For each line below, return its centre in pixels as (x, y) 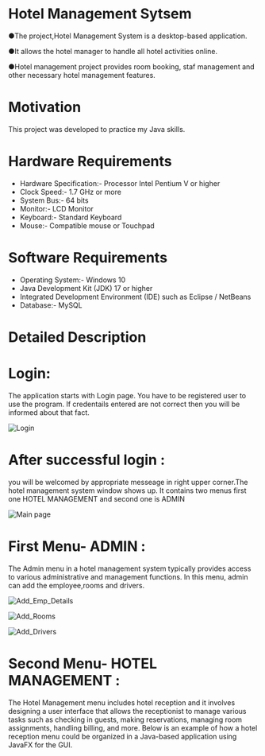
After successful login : (86, 460)
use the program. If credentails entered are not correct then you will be (124, 404)
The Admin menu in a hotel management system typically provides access (130, 568)
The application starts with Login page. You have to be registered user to (127, 395)
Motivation (45, 107)
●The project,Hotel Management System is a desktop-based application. (128, 36)
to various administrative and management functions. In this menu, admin (128, 576)
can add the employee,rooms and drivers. (77, 585)
